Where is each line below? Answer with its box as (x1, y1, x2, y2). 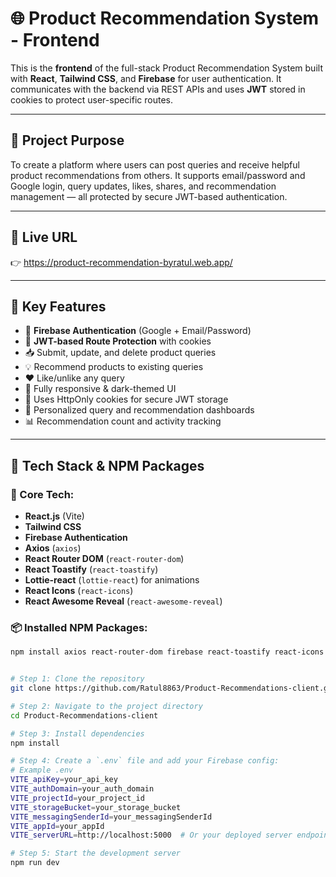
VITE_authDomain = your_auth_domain (10, 784, 155, 794)
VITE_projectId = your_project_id (10, 793, 145, 803)
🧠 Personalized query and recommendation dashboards (24, 404, 255, 416)
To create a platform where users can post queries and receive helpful (10, 158, 300, 171)
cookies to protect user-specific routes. (10, 93, 173, 106)
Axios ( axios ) (24, 542, 82, 554)
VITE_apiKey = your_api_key (10, 775, 118, 785)
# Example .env (10, 765, 74, 776)
